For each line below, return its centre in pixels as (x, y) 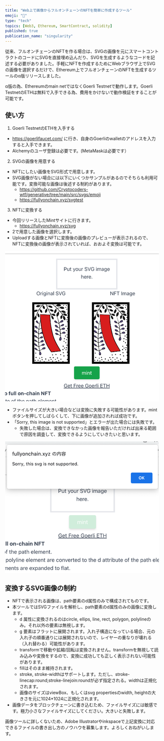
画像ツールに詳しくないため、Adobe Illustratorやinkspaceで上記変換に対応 (80, 721)
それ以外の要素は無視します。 (58, 625)
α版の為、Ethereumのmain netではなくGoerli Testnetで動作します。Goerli (79, 86)
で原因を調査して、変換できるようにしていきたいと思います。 (81, 434)
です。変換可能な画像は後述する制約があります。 (65, 184)
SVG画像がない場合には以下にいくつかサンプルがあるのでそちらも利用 (83, 178)
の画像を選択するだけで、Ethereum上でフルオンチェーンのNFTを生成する (79, 70)
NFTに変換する (27, 210)
